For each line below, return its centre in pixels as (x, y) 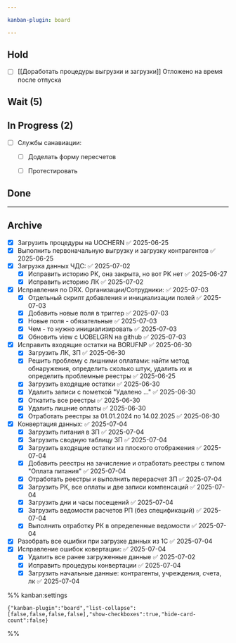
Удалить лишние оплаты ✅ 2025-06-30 (87, 408)
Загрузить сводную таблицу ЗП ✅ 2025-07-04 (97, 439)
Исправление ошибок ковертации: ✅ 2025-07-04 (92, 549)
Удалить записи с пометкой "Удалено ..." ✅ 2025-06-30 (112, 392)
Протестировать (53, 170)
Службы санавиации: (50, 142)
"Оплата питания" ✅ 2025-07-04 (77, 471)
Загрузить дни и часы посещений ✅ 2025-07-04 (100, 502)
